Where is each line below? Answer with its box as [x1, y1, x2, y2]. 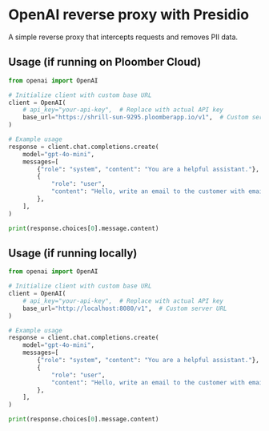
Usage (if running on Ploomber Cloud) [8, 55, 202, 69]
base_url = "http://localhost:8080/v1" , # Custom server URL [22, 304, 227, 312]
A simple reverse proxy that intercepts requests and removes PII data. [8, 32, 239, 42]
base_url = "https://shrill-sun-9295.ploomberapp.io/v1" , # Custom [22, 114, 249, 122]
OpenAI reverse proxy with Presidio [8, 6, 250, 24]
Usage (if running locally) [8, 246, 138, 260]
